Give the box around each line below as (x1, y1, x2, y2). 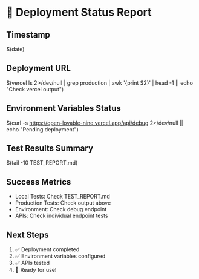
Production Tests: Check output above (15, 199, 111, 206)
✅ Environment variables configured (15, 252, 106, 260)
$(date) (6, 45, 25, 53)
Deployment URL (6, 63, 71, 73)
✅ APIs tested (15, 260, 50, 267)
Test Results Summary (6, 143, 94, 154)
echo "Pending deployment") (6, 125, 79, 133)
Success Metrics (6, 177, 71, 187)
